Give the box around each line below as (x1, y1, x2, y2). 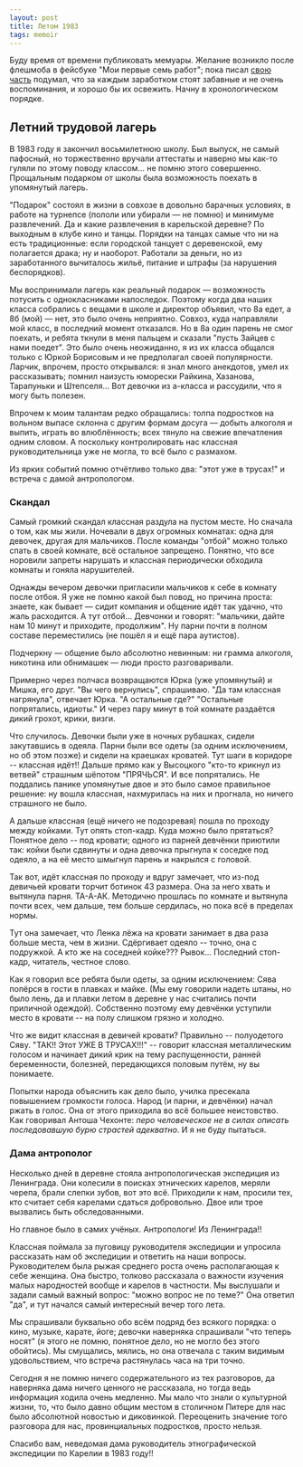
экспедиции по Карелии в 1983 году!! (9, 1447, 154, 1458)
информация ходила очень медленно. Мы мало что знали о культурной (9, 1391, 288, 1403)
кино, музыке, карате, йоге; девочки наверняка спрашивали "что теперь (9, 1326, 292, 1337)
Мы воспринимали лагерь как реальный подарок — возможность (9, 284, 266, 295)
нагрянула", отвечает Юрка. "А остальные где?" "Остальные (9, 694, 244, 705)
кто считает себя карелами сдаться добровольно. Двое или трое (9, 1196, 264, 1207)
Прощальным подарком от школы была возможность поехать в (9, 173, 258, 184)
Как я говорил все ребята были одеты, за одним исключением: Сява (9, 974, 277, 985)
